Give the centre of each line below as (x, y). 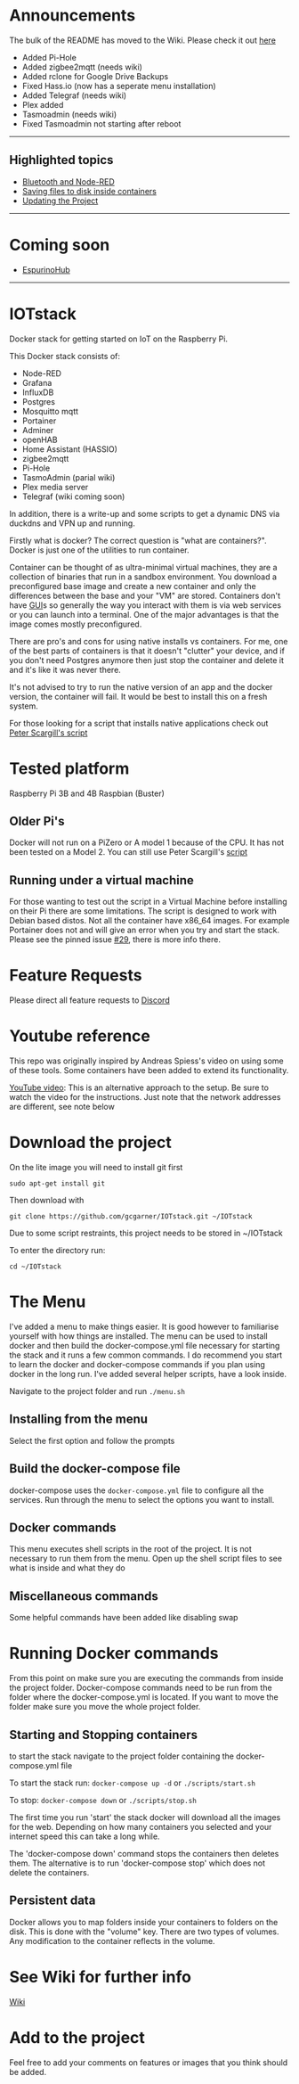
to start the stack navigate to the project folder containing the (121, 1756)
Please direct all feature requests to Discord (90, 1000)
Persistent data (53, 1901)
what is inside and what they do (68, 1568)
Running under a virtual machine (101, 880)
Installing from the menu (79, 1419)
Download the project (90, 1143)
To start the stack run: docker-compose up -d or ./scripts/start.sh (133, 1783)
